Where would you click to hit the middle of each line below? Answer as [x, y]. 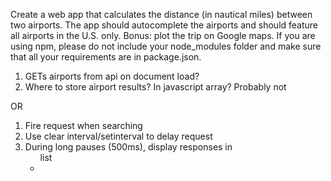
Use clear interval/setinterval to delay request [118, 136]
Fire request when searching [83, 125]
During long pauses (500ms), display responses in [128, 147]
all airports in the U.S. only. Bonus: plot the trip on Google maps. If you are [163, 35]
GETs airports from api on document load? [112, 76]
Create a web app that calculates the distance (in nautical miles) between [161, 14]
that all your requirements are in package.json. [106, 57]
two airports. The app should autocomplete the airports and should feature [164, 25]
